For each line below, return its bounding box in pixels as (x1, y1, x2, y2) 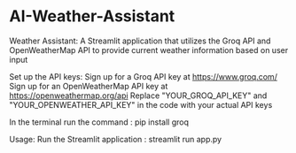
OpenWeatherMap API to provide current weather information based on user (9, 44, 289, 55)
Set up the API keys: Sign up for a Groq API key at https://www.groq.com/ (9, 71, 277, 81)
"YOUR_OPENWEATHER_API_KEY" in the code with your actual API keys (9, 99, 273, 110)
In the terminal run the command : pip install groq (9, 117, 189, 127)
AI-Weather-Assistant (9, 6, 175, 27)
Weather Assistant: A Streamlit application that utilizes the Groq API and (9, 35, 271, 46)
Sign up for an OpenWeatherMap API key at (9, 80, 168, 91)
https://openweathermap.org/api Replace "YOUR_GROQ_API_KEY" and (9, 90, 268, 101)
